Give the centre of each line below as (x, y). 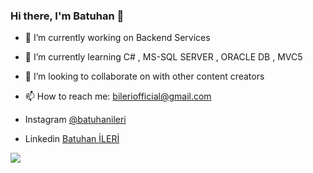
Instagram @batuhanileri (75, 120)
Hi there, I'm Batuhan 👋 (67, 16)
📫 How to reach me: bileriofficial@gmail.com (118, 96)
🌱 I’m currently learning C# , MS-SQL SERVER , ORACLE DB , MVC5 (163, 57)
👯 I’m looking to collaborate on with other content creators (144, 76)
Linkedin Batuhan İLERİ (72, 139)
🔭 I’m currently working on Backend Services (117, 38)
